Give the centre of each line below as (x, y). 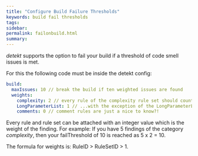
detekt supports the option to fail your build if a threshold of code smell (92, 56)
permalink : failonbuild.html (42, 34)
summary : (17, 39)
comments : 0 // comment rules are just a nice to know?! (88, 112)
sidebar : (17, 28)
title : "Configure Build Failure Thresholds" (63, 11)
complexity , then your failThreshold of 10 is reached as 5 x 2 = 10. (86, 135)
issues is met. (23, 62)
